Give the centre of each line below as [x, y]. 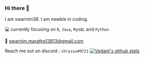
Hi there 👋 [17, 8]
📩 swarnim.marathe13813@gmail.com [44, 41]
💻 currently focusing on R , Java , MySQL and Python [57, 29]
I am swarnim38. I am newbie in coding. [47, 19]
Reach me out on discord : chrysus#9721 [47, 51]
